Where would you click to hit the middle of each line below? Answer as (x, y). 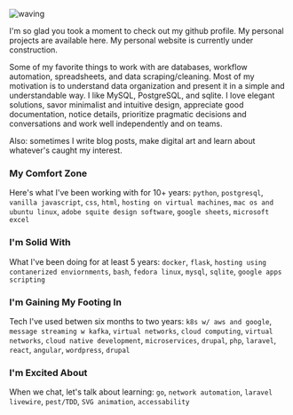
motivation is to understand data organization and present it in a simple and (147, 86)
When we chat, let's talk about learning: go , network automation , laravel (141, 392)
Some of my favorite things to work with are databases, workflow (128, 67)
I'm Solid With (40, 243)
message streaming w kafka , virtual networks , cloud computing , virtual (141, 331)
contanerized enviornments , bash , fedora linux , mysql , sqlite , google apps (146, 271)
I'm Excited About (48, 372)
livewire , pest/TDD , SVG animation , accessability (99, 402)
